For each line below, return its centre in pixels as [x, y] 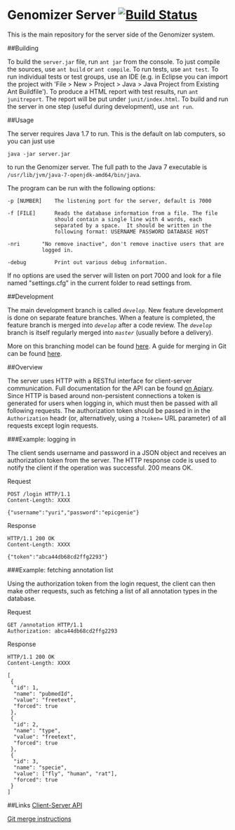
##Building [23, 48]
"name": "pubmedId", [43, 694]
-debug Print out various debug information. [88, 262]
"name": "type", [37, 730]
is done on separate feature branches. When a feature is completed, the [111, 317]
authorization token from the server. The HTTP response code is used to [112, 460]
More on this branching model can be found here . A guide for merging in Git [117, 346]
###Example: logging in [41, 439]
